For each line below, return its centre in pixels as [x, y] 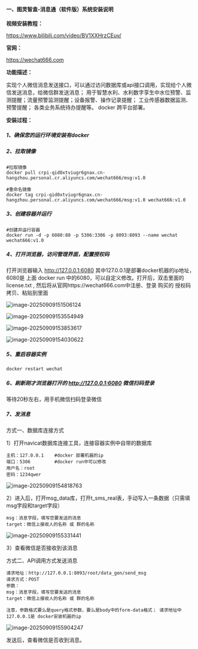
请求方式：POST [23, 579]
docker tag [20, 195]
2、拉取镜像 [21, 151]
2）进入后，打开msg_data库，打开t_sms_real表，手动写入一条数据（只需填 [98, 498]
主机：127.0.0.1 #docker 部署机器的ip [55, 455]
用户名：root [21, 468]
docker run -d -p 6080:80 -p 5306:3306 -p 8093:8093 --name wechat [92, 235]
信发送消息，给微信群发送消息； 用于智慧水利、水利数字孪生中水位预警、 [96, 92]
